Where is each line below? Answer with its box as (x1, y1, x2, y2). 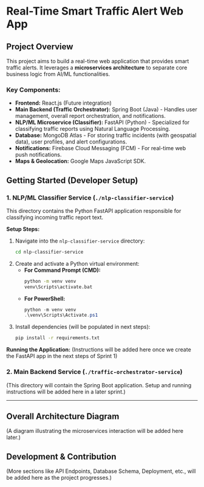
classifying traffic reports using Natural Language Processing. (15, 125, 171, 133)
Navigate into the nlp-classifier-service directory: (15, 237, 145, 244)
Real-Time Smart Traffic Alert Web (6, 4, 184, 18)
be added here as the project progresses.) (6, 474, 112, 482)
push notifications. (15, 151, 62, 159)
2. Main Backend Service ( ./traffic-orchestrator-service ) (6, 368, 183, 376)
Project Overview (6, 41, 73, 52)
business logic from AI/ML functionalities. (6, 71, 110, 77)
